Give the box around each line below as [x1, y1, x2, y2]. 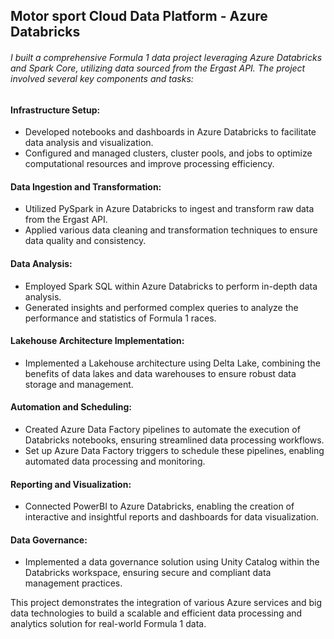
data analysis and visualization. [24, 137, 154, 149]
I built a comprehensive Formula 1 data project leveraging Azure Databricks [10, 51, 323, 63]
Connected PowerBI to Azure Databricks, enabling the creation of [24, 500, 295, 513]
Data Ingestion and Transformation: [10, 180, 162, 193]
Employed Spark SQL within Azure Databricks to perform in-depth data [24, 280, 318, 292]
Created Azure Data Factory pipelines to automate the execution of [24, 424, 301, 436]
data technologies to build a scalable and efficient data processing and [10, 607, 303, 619]
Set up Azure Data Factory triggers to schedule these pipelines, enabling [24, 445, 325, 457]
